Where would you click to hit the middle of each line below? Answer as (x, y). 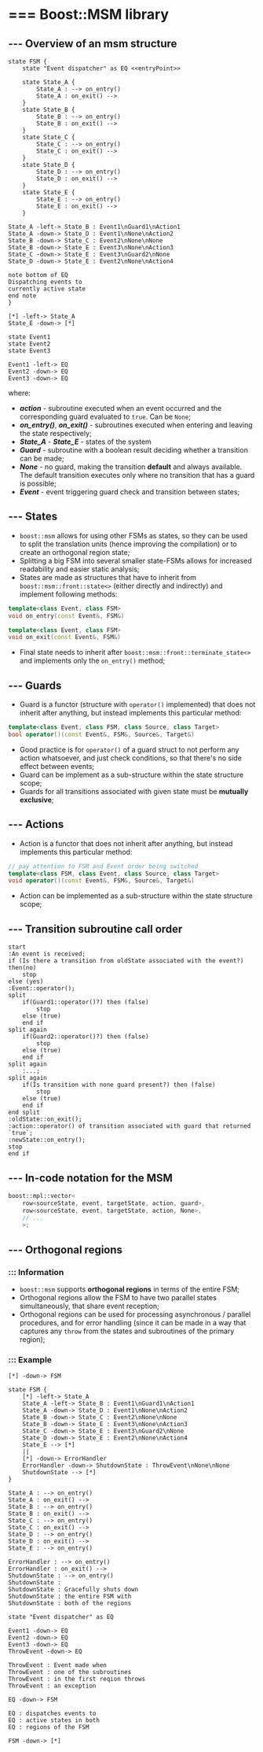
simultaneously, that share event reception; (89, 1306)
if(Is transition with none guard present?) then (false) (119, 1085)
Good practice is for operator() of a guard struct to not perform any (129, 749)
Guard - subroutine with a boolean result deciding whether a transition (134, 450)
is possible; (38, 483)
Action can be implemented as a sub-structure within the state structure (136, 896)
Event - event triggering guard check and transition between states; (130, 492)
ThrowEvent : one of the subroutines (70, 1673)
